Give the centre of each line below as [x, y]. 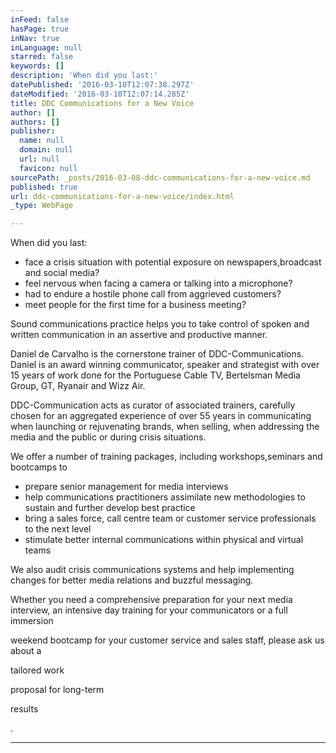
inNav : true [35, 38]
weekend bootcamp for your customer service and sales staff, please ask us [167, 640]
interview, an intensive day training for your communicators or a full [149, 610]
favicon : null [48, 168]
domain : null [46, 150]
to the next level [58, 529]
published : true [44, 187]
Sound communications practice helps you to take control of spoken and [160, 324]
